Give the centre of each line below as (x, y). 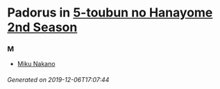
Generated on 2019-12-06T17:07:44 (58, 80)
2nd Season (42, 27)
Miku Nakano (36, 64)
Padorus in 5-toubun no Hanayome (110, 13)
